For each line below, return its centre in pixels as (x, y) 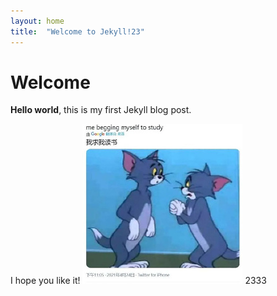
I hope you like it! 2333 (138, 281)
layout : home (37, 21)
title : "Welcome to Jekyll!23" (77, 31)
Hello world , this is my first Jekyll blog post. (101, 110)
